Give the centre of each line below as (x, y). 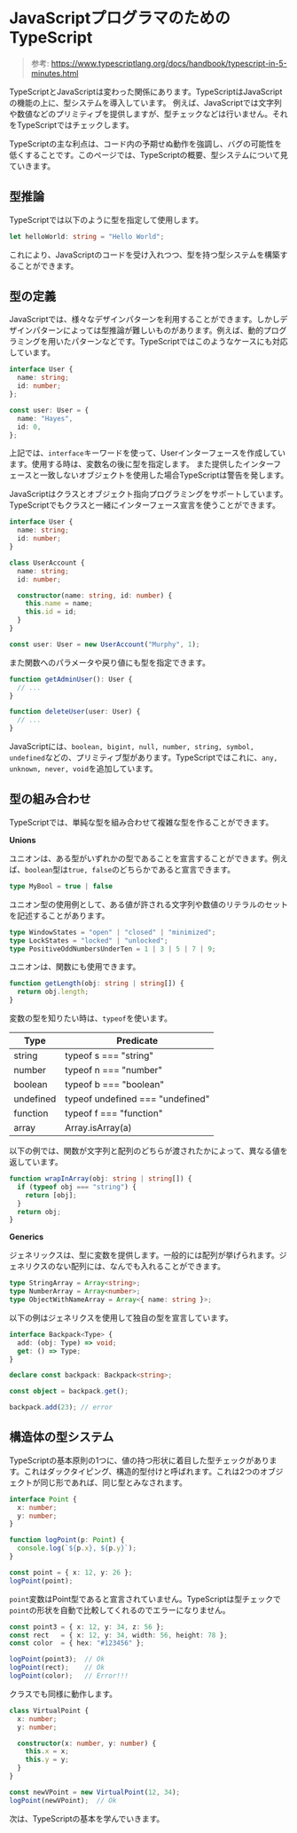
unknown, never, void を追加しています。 (83, 769)
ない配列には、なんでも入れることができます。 (141, 1267)
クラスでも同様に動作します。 (63, 1694)
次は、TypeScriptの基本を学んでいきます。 (87, 1818)
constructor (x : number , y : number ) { (87, 1743)
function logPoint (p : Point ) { (67, 1540)
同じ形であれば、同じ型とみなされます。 (113, 1482)
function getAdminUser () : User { (71, 679)
